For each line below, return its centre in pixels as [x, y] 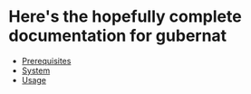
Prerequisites [46, 61]
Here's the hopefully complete [125, 17]
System [36, 70]
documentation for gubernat [118, 36]
